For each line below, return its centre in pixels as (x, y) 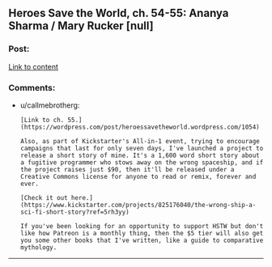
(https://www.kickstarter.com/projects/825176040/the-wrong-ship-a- (138, 205)
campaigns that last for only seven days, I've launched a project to (142, 148)
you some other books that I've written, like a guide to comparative (142, 240)
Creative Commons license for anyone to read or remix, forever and (138, 176)
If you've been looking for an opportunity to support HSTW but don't (142, 226)
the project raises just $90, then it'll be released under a (127, 169)
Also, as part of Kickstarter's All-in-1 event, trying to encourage (140, 141)
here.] (82, 197)
